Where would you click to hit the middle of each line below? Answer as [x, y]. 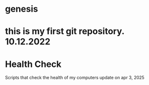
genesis [21, 9]
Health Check [33, 64]
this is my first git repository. [65, 32]
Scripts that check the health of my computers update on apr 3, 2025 [75, 78]
